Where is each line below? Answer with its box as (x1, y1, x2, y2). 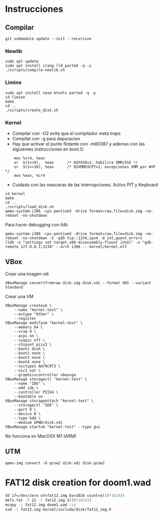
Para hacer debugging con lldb (5, 221, 68, 227)
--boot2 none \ (14, 351, 45, 356)
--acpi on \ (14, 333, 39, 338)
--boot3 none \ (14, 355, 45, 360)
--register (14, 316, 37, 321)
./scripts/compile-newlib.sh (5, 68, 65, 73)
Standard (5, 285, 23, 290)
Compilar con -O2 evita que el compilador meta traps (12, 130, 121, 136)
